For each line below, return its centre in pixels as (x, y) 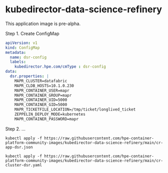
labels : (18, 62)
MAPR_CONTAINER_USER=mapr (42, 91)
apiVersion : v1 (21, 43)
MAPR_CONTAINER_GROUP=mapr (43, 95)
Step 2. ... (15, 128)
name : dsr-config (28, 57)
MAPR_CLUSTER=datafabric (41, 81)
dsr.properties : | (30, 76)
